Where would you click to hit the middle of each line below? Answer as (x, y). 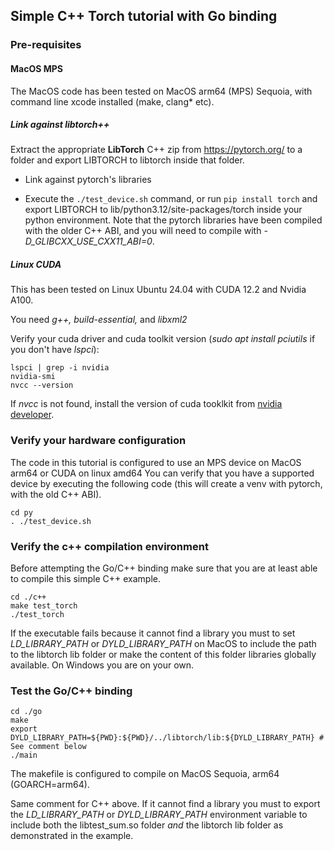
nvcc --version (42, 385)
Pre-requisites (46, 45)
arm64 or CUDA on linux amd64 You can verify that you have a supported (162, 473)
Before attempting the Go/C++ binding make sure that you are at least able (164, 568)
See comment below (48, 747)
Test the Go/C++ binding (71, 691)
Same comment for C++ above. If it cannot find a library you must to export (165, 804)
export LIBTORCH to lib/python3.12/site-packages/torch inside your (163, 210)
